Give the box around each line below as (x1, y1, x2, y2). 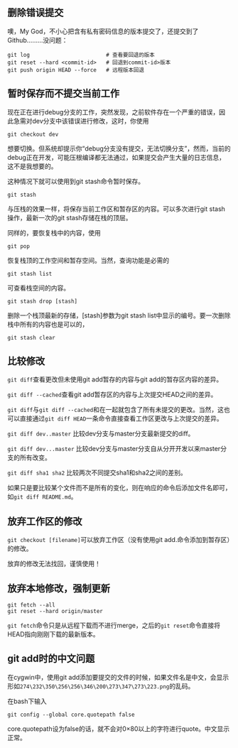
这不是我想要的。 (7, 162, 58, 170)
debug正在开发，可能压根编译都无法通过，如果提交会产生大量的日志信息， (7, 153, 226, 161)
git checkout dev (7, 131, 59, 138)
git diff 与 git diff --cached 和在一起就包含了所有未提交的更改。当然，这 (7, 406, 224, 414)
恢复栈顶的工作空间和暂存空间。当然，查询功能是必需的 (7, 256, 169, 264)
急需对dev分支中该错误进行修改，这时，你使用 (13, 116, 149, 125)
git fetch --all (7, 602, 55, 609)
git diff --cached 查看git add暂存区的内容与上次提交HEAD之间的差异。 (7, 390, 217, 399)
